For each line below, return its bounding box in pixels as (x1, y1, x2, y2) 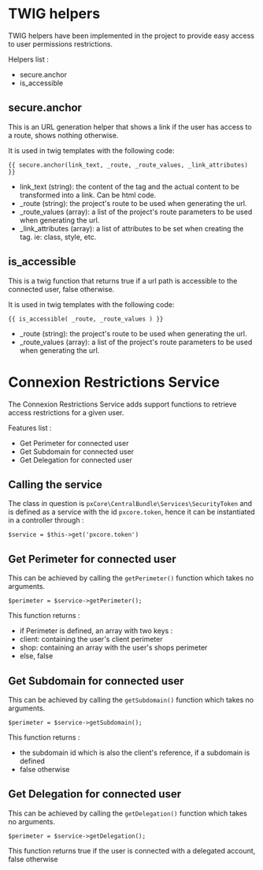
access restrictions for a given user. (8, 407, 124, 417)
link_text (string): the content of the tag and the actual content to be (19, 182, 240, 191)
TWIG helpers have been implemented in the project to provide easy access (8, 31, 254, 40)
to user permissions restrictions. (8, 39, 113, 48)
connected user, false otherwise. (8, 284, 115, 294)
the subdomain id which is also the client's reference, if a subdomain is (19, 748, 250, 757)
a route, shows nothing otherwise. (8, 130, 119, 140)
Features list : (8, 423, 52, 433)
